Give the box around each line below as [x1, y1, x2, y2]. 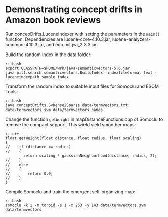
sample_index [41, 74, 69, 79]
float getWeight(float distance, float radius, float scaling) [5, 135, 142, 141]
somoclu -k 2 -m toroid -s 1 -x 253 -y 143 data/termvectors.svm [5, 203, 146, 208]
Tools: [5, 88, 18, 94]
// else [5, 162, 28, 167]
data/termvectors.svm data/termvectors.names [5, 107, 103, 112]
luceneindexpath [5, 74, 39, 79]
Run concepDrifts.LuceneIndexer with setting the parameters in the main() [5, 31, 160, 37]
